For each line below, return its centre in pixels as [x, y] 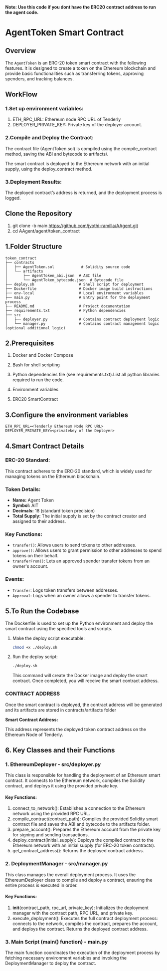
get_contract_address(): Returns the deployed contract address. [78, 851]
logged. [13, 198]
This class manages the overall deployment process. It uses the [71, 874]
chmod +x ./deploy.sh [35, 647]
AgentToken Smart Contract [64, 32]
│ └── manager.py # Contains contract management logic [82, 324]
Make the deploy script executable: [48, 638]
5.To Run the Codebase [42, 611]
